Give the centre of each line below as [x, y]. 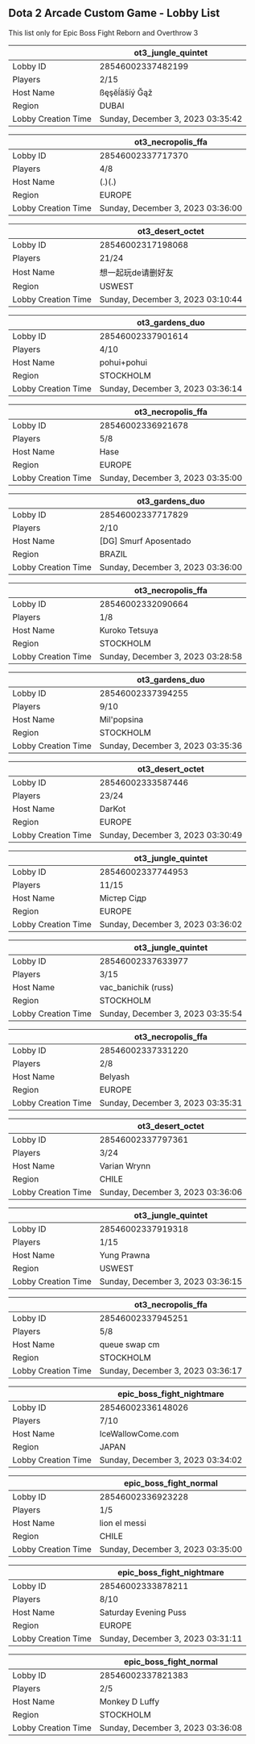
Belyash [115, 1077]
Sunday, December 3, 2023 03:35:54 [171, 1014]
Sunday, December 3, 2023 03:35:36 [171, 746]
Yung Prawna [125, 1255]
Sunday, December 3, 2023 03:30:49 [171, 834]
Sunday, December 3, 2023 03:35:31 [171, 1102]
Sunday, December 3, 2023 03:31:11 [171, 1638]
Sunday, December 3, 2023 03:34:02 [171, 1460]
